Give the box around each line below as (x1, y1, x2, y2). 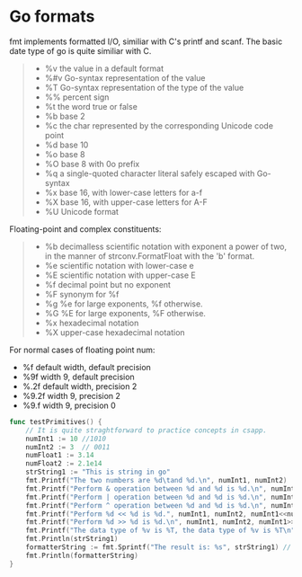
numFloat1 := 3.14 (25, 451, 94, 460)
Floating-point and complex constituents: (9, 223, 162, 235)
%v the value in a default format (44, 63, 164, 74)
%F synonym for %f (44, 288, 120, 299)
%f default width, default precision (22, 361, 151, 372)
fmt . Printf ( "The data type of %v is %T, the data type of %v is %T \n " (25, 526, 296, 536)
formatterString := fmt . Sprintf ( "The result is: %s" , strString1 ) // (25, 543, 292, 552)
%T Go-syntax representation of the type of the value (44, 82, 244, 93)
